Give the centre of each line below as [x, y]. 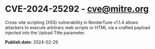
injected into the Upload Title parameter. [45, 33]
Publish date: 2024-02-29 [31, 42]
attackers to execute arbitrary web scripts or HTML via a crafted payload [77, 27]
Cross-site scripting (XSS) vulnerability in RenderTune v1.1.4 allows [72, 22]
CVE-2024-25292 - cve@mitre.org [77, 9]
